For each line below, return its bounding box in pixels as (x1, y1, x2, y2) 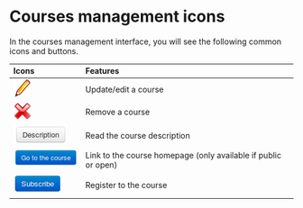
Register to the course (85, 179, 168, 190)
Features (85, 66, 120, 77)
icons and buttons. (9, 45, 78, 56)
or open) (85, 159, 118, 170)
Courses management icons (9, 6, 225, 27)
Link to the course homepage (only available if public (85, 149, 282, 160)
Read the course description (85, 130, 191, 140)
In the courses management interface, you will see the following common (9, 36, 282, 47)
